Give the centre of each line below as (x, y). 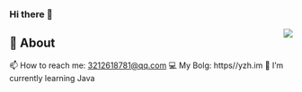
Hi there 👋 (31, 14)
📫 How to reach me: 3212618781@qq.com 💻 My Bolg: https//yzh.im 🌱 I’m (147, 65)
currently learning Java (52, 78)
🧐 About (32, 43)
